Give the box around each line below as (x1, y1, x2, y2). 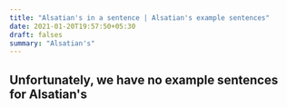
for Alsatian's (9, 86, 88, 102)
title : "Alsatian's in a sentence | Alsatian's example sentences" (9, 13, 271, 23)
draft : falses (9, 30, 64, 39)
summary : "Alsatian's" (9, 38, 95, 48)
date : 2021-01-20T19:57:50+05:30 (9, 22, 136, 31)
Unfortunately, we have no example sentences (9, 72, 279, 87)
